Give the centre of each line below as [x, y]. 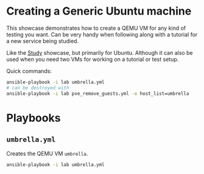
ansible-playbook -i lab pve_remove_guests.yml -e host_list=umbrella [98, 93]
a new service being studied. [43, 41]
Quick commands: [29, 71]
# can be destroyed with [38, 88]
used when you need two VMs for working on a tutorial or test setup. [93, 59]
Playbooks [33, 118]
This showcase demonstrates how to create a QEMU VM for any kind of [96, 28]
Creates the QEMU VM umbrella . [47, 153]
